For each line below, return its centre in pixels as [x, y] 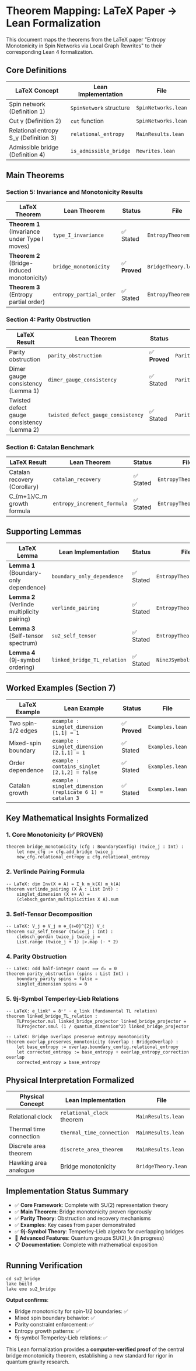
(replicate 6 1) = [78, 792]
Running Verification [44, 1265]
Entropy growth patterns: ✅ [47, 1331]
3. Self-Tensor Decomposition [49, 914]
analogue [22, 1170]
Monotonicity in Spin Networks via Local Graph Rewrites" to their [84, 46]
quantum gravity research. [38, 1362]
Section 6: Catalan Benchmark [50, 447]
